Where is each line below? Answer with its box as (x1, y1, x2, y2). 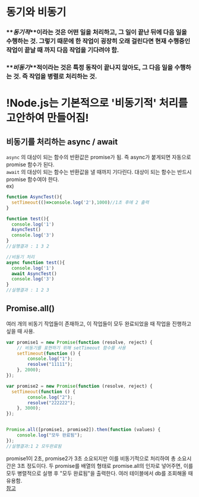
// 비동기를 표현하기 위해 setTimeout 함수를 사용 (17, 345, 126, 351)
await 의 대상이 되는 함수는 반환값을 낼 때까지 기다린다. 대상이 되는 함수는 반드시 (6, 169, 192, 176)
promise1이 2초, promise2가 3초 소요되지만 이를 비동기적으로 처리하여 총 (6, 455, 176, 462)
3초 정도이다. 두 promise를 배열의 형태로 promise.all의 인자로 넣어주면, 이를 (17, 462, 194, 469)
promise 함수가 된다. (6, 161, 55, 168)
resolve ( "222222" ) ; (27, 400, 76, 406)
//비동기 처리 (6, 254, 35, 260)
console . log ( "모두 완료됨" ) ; (17, 432, 83, 438)
